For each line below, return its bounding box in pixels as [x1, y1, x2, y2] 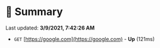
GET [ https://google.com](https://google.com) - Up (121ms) [13, 35, 155, 42]
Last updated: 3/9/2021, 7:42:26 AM [5, 24, 95, 31]
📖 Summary [5, 5, 63, 19]
